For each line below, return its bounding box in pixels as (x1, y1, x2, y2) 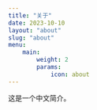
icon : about (50, 70, 90, 78)
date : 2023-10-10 (8, 19, 65, 27)
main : (22, 48, 41, 56)
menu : (8, 41, 26, 49)
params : (36, 63, 62, 71)
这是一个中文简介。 (8, 93, 71, 103)
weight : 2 (36, 56, 69, 64)
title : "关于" (8, 11, 53, 20)
